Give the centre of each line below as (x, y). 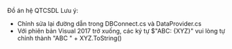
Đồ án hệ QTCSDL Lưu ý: (43, 11)
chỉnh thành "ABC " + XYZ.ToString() (70, 38)
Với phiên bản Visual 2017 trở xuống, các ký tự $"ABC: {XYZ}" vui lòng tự (121, 31)
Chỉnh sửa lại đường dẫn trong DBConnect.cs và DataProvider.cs (109, 23)
